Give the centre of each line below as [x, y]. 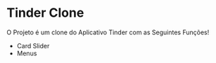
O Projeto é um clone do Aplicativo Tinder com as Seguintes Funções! [108, 32]
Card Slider [33, 45]
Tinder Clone [45, 13]
